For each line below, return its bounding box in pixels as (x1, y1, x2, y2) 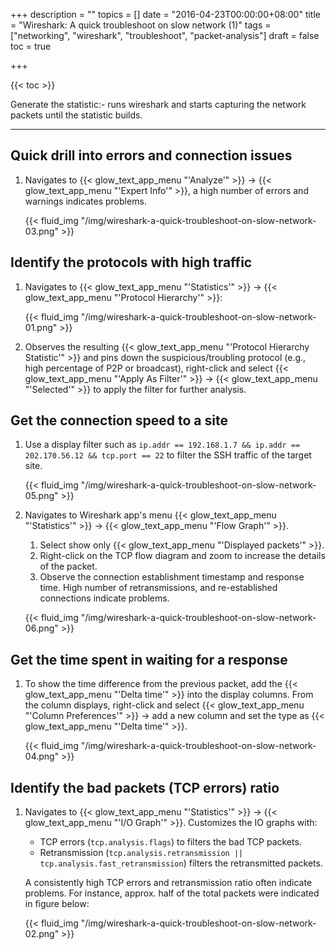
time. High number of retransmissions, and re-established (39, 582, 278, 594)
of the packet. (39, 560, 98, 573)
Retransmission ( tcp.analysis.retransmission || (39, 847, 244, 859)
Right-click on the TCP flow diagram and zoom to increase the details (39, 550, 326, 562)
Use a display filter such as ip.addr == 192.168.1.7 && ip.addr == (24, 439, 301, 451)
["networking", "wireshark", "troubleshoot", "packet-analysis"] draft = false (10, 30, 320, 41)
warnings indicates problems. (24, 195, 147, 207)
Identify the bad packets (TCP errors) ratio (10, 779, 280, 796)
